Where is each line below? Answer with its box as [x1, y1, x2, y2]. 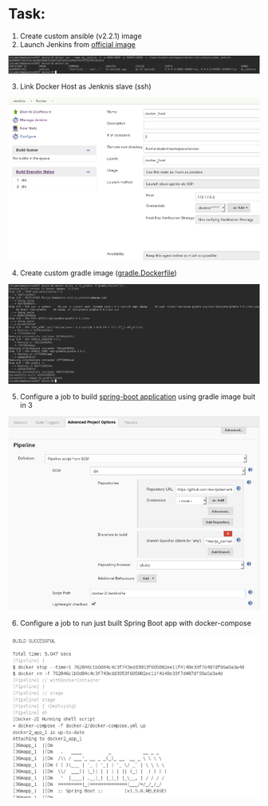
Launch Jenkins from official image [19, 39, 136, 49]
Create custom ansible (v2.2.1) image [19, 31, 142, 41]
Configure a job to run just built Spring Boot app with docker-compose [19, 618, 251, 627]
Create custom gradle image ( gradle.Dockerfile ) [19, 268, 177, 278]
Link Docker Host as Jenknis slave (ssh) [19, 81, 152, 92]
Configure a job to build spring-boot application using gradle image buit [19, 392, 256, 401]
